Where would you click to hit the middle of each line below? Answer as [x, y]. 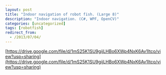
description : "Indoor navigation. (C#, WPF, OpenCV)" [62, 19]
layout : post [19, 10]
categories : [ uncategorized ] [35, 23]
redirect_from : [21, 33]
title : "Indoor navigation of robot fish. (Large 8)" [62, 14]
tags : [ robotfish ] [24, 28]
